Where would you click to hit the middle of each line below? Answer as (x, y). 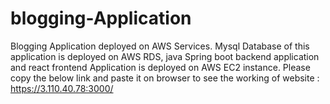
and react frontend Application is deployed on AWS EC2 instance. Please (160, 67)
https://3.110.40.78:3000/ (62, 88)
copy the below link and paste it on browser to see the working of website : (165, 78)
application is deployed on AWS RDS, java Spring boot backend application (165, 56)
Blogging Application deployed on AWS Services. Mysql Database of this (160, 46)
